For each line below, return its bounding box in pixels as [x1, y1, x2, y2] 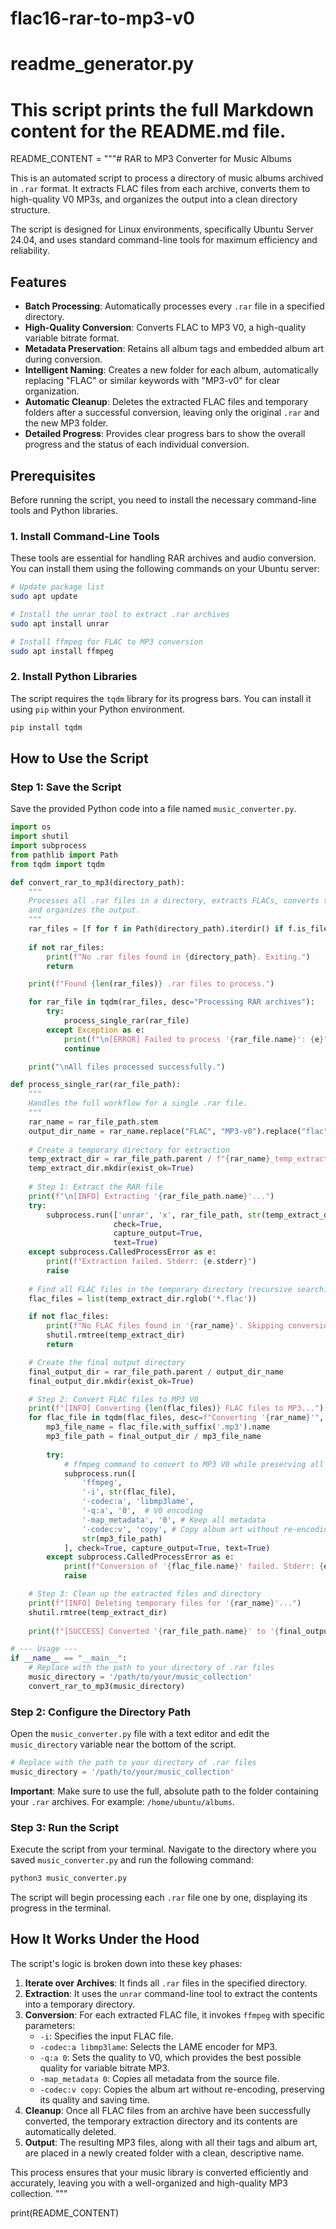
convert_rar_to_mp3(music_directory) [28, 1681, 186, 1691]
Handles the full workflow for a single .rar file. [28, 1098, 248, 1109]
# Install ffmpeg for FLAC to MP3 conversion [10, 637, 203, 647]
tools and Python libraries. [10, 504, 118, 516]
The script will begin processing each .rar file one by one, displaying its [10, 1892, 308, 1904]
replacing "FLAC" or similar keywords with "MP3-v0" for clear [24, 375, 280, 387]
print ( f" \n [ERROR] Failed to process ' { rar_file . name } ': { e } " [63, 1034, 329, 1044]
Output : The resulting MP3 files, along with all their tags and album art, [24, 2136, 318, 2148]
